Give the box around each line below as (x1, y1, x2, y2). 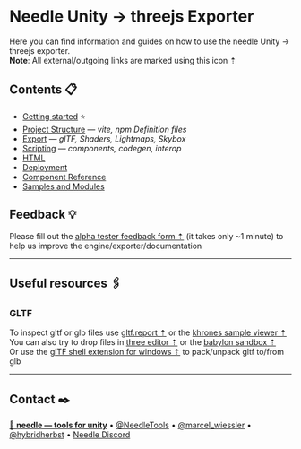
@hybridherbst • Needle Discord (9, 429, 131, 440)
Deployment (21, 161, 68, 172)
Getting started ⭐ (21, 110, 87, 122)
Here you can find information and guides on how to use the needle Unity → (9, 36, 290, 47)
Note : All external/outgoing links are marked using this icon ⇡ (9, 55, 237, 65)
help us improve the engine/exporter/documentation (9, 240, 202, 251)
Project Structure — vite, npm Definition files (21, 124, 187, 134)
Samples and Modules (21, 181, 105, 192)
